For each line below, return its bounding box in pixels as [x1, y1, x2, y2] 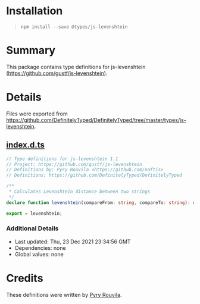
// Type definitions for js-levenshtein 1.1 [6, 156, 118, 162]
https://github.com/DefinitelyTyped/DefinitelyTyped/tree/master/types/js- [6, 116, 186, 123]
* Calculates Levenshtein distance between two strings [8, 189, 151, 195]
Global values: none [14, 250, 64, 258]
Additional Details [6, 224, 59, 233]
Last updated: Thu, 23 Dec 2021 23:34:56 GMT [14, 238, 131, 245]
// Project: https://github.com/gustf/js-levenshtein [6, 161, 143, 167]
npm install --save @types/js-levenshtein [20, 24, 128, 30]
